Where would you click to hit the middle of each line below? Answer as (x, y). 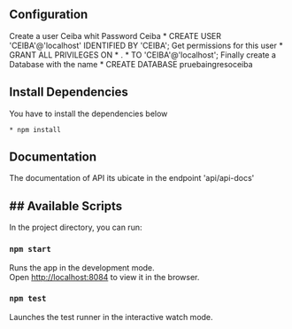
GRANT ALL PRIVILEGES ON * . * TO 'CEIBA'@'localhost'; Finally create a (143, 55)
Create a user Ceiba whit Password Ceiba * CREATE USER (115, 35)
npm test (28, 299)
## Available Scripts (66, 206)
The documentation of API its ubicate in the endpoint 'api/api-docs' (132, 178)
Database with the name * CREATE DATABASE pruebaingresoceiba (131, 64)
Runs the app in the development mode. (82, 267)
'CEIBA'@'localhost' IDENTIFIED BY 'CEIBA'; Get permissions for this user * (146, 45)
